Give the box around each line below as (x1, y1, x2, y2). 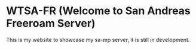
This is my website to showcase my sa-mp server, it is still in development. (6, 36, 190, 43)
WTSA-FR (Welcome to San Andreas (6, 4, 191, 18)
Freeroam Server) (6, 17, 96, 30)
